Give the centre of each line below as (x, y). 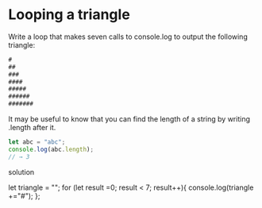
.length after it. (32, 128)
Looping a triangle (69, 15)
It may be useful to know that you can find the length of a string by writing (129, 119)
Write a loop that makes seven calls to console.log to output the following (128, 37)
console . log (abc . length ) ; (51, 149)
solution (21, 171)
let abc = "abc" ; (37, 142)
